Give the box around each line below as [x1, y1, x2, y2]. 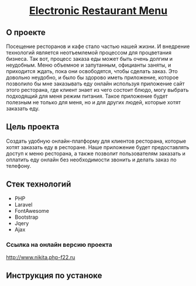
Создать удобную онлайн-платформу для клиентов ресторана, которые [6, 137, 186, 144]
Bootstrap [14, 213, 39, 220]
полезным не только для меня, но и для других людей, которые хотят [6, 99, 181, 106]
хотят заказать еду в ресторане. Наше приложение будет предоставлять [6, 143, 190, 150]
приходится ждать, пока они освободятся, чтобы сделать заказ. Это [6, 68, 178, 74]
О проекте [6, 27, 46, 37]
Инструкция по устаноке [6, 271, 102, 281]
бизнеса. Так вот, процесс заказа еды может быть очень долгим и [6, 56, 173, 62]
